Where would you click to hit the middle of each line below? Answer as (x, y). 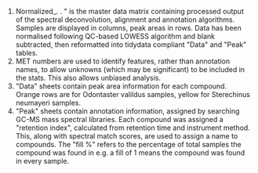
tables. (26, 53)
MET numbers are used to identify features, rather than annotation (123, 61)
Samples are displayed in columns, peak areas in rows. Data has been (128, 28)
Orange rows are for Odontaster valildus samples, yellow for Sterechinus (133, 94)
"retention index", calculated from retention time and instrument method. (133, 128)
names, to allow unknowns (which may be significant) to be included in (130, 69)
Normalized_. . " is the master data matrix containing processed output (130, 11)
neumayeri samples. (48, 103)
